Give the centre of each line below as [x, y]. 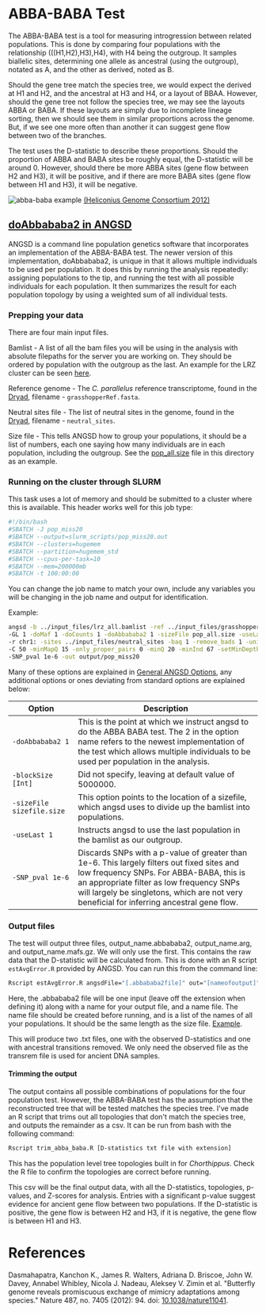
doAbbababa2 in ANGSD [70, 225]
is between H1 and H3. [45, 1221]
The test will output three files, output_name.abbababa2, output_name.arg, [130, 943]
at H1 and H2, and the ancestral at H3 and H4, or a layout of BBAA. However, [133, 93]
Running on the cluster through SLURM [85, 482]
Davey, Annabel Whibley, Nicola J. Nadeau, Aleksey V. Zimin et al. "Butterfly [132, 1283]
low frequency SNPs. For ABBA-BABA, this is [161, 872]
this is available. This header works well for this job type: [101, 508]
